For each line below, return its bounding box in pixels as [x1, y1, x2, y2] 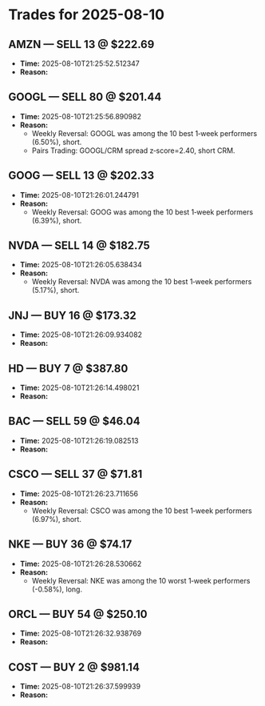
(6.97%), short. [31, 514, 82, 523]
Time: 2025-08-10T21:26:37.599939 [19, 682, 141, 692]
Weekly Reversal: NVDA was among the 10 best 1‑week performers [31, 277, 252, 287]
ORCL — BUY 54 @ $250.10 [8, 607, 148, 621]
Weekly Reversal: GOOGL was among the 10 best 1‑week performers [31, 128, 258, 138]
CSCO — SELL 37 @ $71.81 [8, 467, 143, 481]
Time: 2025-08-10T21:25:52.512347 [19, 58, 140, 68]
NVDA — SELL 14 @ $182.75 [8, 239, 150, 253]
